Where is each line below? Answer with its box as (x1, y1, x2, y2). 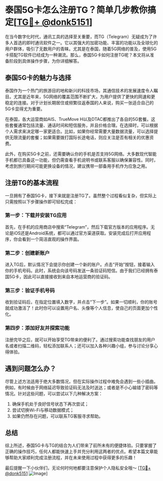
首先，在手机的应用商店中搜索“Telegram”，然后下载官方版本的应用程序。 (5, 224, 151, 230)
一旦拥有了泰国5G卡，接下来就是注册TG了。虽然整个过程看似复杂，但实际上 (5, 192, 157, 198)
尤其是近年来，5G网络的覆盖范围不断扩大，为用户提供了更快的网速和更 (13, 94, 155, 99)
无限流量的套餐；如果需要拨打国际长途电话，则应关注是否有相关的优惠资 (9, 135, 154, 140)
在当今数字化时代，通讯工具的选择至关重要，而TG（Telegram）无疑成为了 (5, 34, 153, 39)
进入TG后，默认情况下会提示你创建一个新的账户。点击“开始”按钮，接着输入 (5, 262, 155, 268)
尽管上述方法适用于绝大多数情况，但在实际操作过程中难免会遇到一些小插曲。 (5, 378, 158, 384)
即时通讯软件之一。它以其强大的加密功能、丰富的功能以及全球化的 (26, 39, 158, 45)
